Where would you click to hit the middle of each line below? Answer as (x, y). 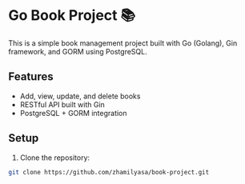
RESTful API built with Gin (62, 104)
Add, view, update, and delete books (80, 96)
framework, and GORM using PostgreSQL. (78, 51)
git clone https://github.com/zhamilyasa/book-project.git (109, 172)
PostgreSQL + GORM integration (73, 113)
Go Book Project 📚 (72, 16)
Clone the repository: (55, 158)
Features (31, 77)
